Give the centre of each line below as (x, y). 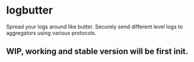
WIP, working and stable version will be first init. (97, 52)
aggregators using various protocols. (51, 32)
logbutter (30, 10)
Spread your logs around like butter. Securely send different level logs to (95, 27)
